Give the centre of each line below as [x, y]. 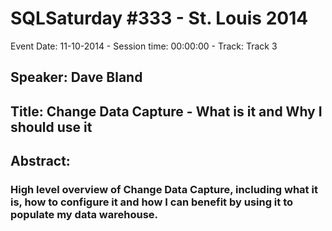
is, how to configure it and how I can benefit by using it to [152, 202]
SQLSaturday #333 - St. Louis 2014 [159, 18]
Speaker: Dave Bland [76, 77]
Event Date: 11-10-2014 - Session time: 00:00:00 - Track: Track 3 [144, 46]
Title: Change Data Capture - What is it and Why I [166, 111]
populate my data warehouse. [84, 215]
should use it [51, 127]
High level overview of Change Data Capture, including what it [164, 190]
